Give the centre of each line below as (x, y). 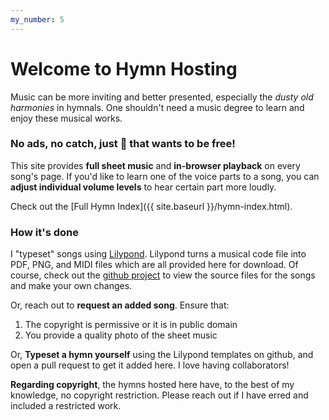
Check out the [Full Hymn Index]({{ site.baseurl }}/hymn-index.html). (151, 206)
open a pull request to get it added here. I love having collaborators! (150, 365)
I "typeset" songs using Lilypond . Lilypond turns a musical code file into (158, 254)
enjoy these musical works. (66, 118)
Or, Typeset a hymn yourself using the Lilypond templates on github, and (162, 355)
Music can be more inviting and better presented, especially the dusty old (162, 97)
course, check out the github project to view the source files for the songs (163, 275)
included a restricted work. (66, 406)
